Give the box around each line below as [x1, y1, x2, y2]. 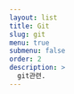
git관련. [17, 72, 46, 81]
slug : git [9, 30, 46, 38]
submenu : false [9, 47, 66, 56]
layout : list [9, 13, 58, 22]
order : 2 [9, 55, 42, 64]
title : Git [9, 21, 50, 30]
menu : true [9, 38, 50, 47]
